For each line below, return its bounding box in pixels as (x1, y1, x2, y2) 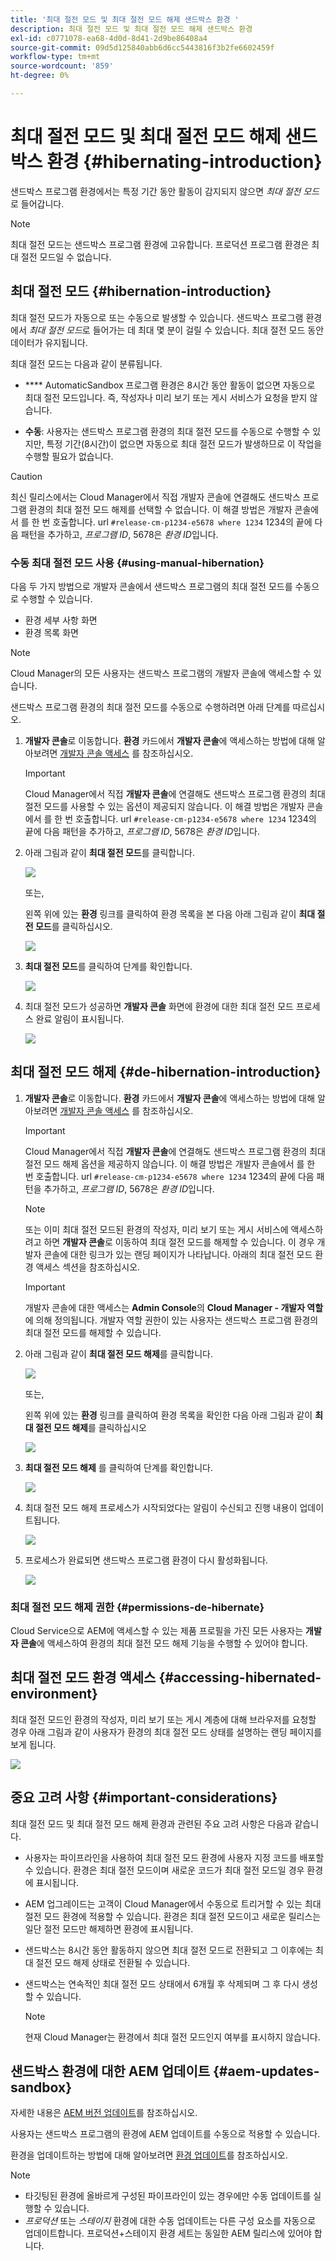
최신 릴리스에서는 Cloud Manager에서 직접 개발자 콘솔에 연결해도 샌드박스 (10, 491, 301, 503)
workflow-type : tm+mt (10, 52, 101, 62)
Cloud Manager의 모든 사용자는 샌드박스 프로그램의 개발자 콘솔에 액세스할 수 (10, 667, 312, 679)
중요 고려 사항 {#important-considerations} (10, 1789, 278, 1806)
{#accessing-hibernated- (158, 1669, 322, 1686)
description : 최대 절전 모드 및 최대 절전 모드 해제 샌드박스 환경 (10, 24, 253, 34)
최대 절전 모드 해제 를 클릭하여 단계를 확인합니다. (24, 1461, 214, 1473)
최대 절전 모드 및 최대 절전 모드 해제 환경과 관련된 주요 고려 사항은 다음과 (10, 1817, 293, 1830)
